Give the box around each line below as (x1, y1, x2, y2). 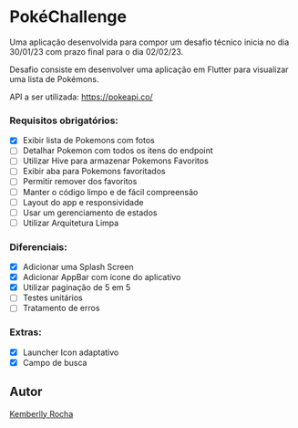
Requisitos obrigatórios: (9, 114, 118, 127)
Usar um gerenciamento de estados (22, 207, 158, 218)
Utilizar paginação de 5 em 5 (22, 282, 131, 293)
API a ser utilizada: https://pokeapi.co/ (9, 91, 153, 102)
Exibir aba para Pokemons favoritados (22, 166, 166, 177)
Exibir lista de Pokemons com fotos (22, 135, 155, 146)
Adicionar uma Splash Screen (22, 262, 134, 273)
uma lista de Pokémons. (9, 73, 99, 84)
